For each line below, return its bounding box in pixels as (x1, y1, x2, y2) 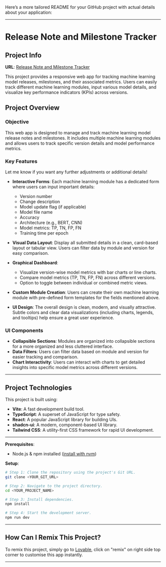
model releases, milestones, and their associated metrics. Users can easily (5, 79, 157, 84)
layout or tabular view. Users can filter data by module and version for (12, 244, 155, 251)
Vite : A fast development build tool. (12, 406, 85, 412)
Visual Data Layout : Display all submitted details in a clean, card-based (12, 240, 158, 245)
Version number (19, 193, 53, 199)
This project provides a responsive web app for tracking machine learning (5, 74, 156, 80)
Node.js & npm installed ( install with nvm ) (12, 451, 97, 457)
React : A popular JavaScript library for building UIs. (12, 417, 118, 423)
